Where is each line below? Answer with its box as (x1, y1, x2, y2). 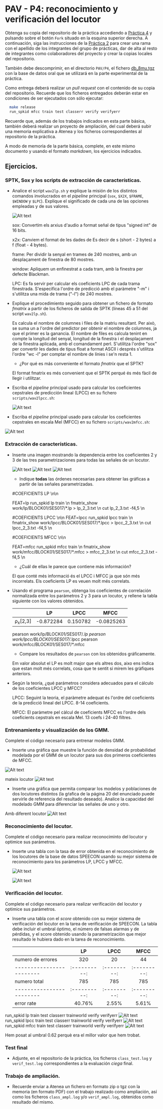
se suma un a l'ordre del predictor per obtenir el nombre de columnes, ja (12, 325, 157, 332)
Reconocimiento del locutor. (5, 823, 73, 830)
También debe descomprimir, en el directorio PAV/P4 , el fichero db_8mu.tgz (5, 65, 155, 71)
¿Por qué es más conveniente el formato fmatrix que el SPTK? (19, 361, 144, 367)
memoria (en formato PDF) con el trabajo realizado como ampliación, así (12, 1089, 157, 1095)
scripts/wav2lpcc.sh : (12, 395, 55, 401)
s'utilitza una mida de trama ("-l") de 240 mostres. (12, 291, 113, 297)
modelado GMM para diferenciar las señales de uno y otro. (12, 801, 130, 807)
